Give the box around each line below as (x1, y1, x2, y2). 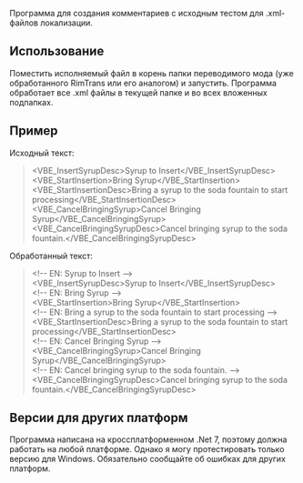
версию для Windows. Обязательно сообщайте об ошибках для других (9, 454, 287, 465)
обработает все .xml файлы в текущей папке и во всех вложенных (9, 86, 268, 98)
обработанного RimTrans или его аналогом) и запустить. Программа (9, 77, 278, 88)
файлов (9, 17, 39, 28)
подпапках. (9, 96, 54, 107)
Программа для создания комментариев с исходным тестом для (9, 8, 264, 18)
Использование (9, 44, 105, 59)
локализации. (40, 17, 94, 28)
